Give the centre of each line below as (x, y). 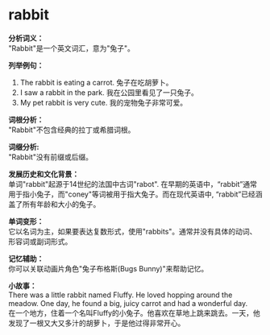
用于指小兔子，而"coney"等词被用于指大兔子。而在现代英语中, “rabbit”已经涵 (136, 194)
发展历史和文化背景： (44, 174)
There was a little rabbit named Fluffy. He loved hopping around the (120, 295)
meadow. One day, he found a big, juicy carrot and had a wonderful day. (128, 303)
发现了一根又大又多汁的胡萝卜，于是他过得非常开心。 (97, 323)
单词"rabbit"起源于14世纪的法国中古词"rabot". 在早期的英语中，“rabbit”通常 (133, 184)
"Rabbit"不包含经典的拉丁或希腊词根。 (72, 130)
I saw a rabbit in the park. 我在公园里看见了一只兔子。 (109, 92)
